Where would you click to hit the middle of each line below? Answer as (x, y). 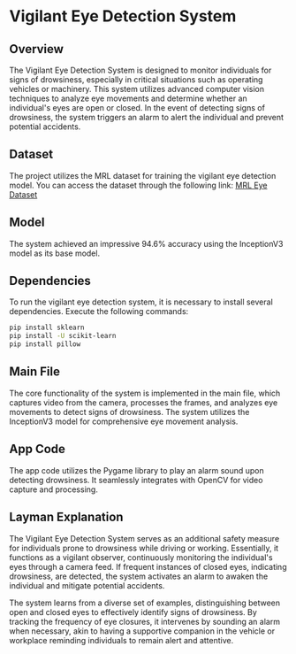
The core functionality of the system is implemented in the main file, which (145, 393)
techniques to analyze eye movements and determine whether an (128, 98)
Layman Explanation (66, 517)
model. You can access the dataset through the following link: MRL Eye (138, 185)
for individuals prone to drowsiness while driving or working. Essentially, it (144, 548)
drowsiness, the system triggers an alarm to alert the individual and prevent (147, 117)
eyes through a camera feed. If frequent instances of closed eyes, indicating (148, 566)
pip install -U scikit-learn (63, 336)
